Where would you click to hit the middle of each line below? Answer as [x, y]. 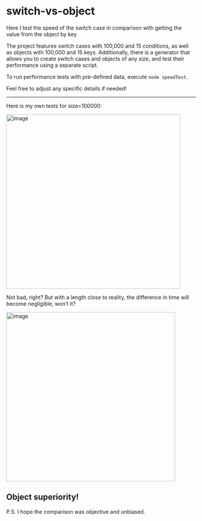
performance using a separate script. [52, 65]
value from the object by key [41, 34]
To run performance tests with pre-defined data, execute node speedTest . [97, 77]
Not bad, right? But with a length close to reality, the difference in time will [98, 297]
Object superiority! [43, 497]
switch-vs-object [50, 11]
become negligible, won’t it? [41, 303]
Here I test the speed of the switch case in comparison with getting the [94, 28]
